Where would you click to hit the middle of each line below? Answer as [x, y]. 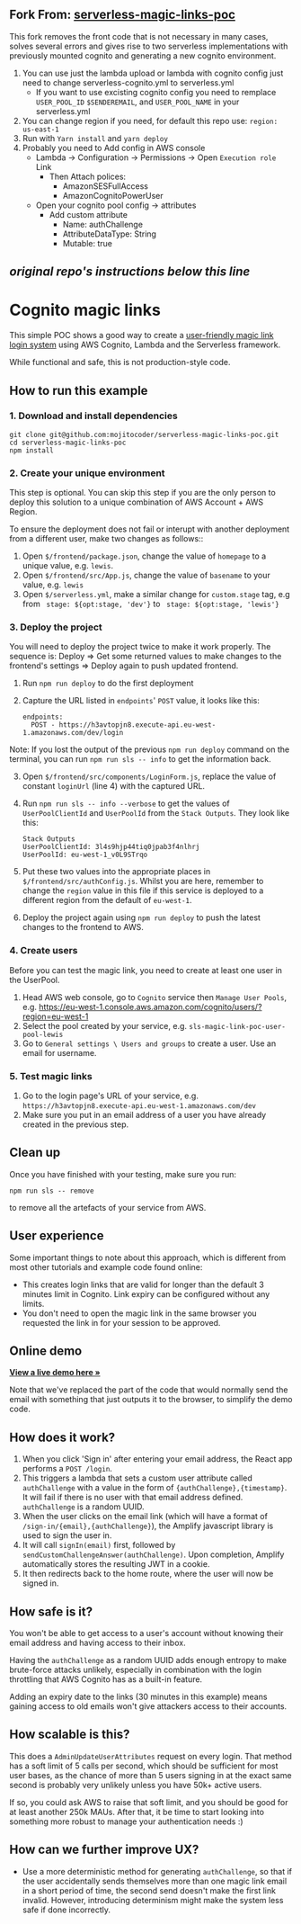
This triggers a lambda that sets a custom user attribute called [137, 1478]
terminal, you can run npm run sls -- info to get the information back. [140, 759]
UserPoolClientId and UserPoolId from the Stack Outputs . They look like [156, 813]
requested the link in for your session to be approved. [121, 1322]
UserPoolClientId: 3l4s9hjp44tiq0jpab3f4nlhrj [111, 847]
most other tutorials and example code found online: [106, 1266]
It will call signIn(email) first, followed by [99, 1545]
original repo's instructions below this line [130, 272]
